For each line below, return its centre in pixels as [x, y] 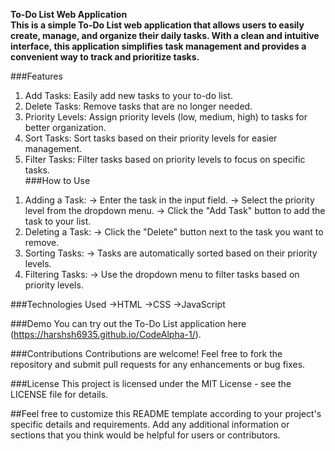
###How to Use [57, 180]
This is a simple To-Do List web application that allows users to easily [157, 25]
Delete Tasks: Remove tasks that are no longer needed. [138, 106]
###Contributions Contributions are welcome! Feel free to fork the [146, 353]
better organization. [65, 127]
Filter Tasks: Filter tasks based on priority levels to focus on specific [165, 159]
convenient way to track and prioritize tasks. [105, 57]
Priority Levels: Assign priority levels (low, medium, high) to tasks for [166, 117]
